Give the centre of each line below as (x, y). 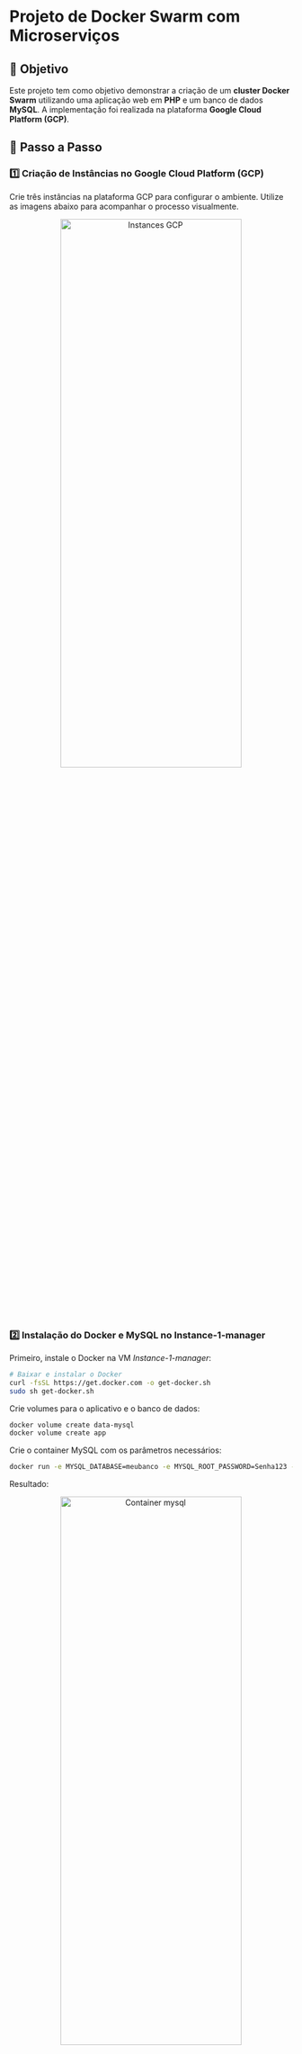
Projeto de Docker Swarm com (125, 17)
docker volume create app (58, 1433)
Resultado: (29, 1484)
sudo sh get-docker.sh (52, 1391)
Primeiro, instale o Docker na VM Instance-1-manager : (111, 1357)
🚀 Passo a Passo (56, 147)
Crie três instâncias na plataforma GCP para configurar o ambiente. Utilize (147, 196)
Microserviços (64, 36)
